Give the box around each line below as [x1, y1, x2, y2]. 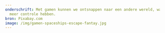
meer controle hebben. [9, 12, 56, 16]
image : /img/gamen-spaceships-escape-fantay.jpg [5, 20, 107, 26]
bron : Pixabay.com [5, 16, 43, 21]
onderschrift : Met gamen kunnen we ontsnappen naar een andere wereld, [5, 7, 155, 12]
